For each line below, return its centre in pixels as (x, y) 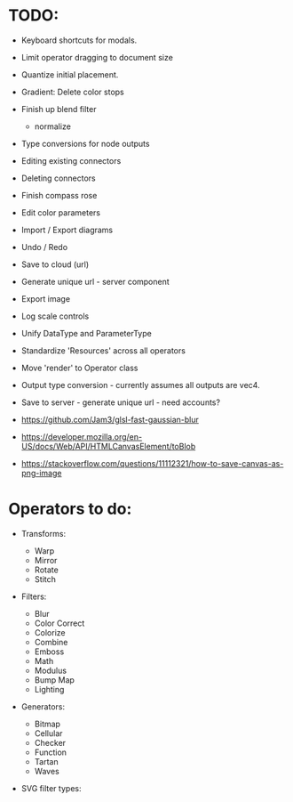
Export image (46, 298)
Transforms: (44, 533)
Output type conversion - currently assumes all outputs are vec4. (140, 385)
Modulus (51, 670)
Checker (50, 742)
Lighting (49, 689)
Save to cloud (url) (55, 264)
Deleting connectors (58, 178)
